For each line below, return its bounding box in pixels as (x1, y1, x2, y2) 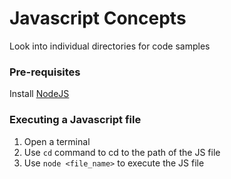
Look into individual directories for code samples (9, 40, 211, 52)
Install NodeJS (9, 88, 70, 100)
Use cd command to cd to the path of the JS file (23, 146, 221, 158)
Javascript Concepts (9, 7, 187, 30)
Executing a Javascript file (9, 113, 142, 127)
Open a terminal (23, 135, 91, 147)
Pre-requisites (9, 65, 81, 79)
